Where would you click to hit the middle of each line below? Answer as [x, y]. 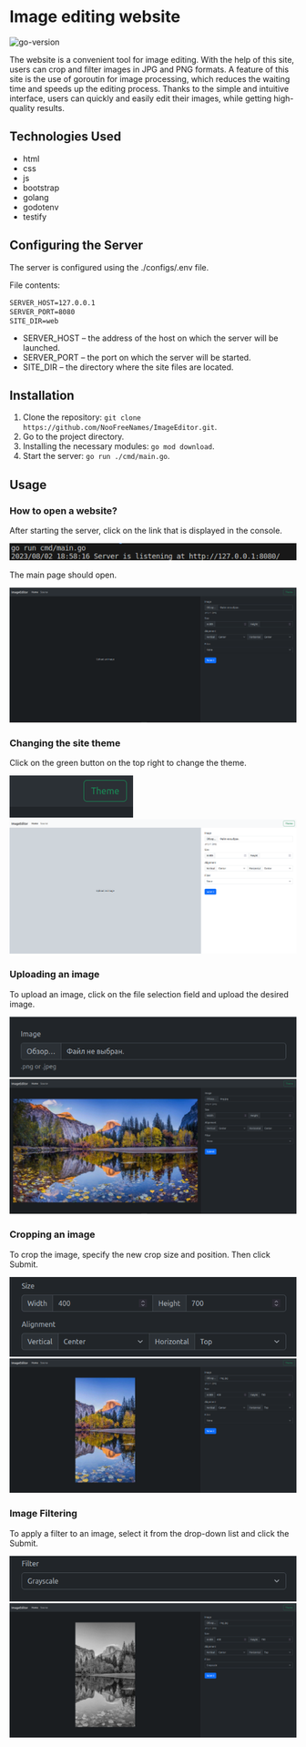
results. [51, 107]
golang [36, 197]
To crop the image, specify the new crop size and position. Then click [140, 1254]
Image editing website [95, 17]
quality [22, 107]
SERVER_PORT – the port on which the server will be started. [137, 357]
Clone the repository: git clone [82, 417]
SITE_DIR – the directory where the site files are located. [128, 367]
